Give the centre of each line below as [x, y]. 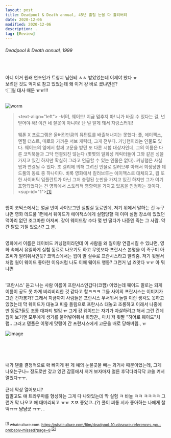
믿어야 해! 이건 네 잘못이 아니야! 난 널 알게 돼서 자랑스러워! [76, 123]
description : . [21, 29]
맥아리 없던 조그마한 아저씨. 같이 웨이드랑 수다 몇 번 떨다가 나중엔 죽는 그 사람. [83, 221]
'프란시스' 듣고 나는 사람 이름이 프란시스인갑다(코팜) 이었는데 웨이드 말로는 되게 [84, 285]
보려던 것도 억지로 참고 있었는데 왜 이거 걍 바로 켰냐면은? [62, 84]
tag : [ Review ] [20, 34]
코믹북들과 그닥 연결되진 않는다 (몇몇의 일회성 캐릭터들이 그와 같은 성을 [94, 154]
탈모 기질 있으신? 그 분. [33, 227]
